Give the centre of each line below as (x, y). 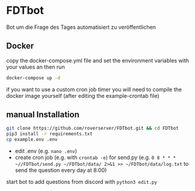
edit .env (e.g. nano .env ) (46, 151)
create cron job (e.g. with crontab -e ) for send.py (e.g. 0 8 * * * (95, 157)
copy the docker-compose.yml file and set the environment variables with (98, 60)
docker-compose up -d (33, 78)
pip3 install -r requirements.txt (50, 134)
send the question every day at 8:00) (61, 170)
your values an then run (36, 67)
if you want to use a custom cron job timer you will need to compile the (94, 89)
